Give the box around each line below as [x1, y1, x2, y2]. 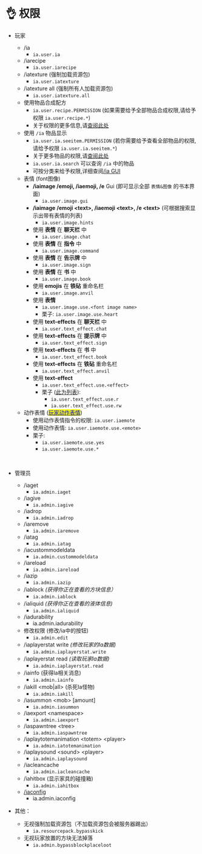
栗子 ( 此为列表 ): [41, 388, 81, 396]
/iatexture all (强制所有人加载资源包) [23, 85, 113, 92]
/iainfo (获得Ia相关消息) [23, 669, 81, 676]
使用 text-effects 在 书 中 [32, 346, 96, 353]
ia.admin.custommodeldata [32, 553, 98, 560]
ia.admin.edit [32, 635, 69, 641]
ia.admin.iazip [32, 579, 71, 586]
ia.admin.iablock [32, 593, 76, 600]
